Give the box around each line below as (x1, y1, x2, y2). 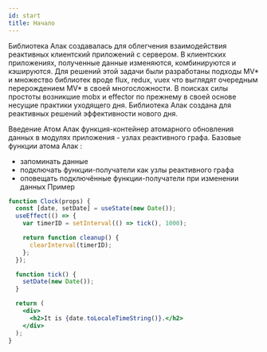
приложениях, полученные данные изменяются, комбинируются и (8, 57, 237, 68)
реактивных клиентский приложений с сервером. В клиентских (8, 49, 226, 59)
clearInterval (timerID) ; (29, 241, 112, 249)
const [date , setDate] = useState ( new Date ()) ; (15, 205, 177, 213)
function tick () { (15, 270, 77, 279)
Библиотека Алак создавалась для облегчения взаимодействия (8, 41, 227, 50)
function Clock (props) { (8, 197, 91, 205)
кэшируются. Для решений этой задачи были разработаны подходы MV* (8, 66, 259, 76)
